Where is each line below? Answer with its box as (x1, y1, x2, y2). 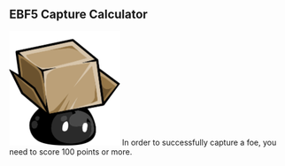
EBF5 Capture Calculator (9, 7, 148, 22)
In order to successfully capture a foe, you (121, 137, 277, 147)
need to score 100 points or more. (9, 146, 133, 157)
